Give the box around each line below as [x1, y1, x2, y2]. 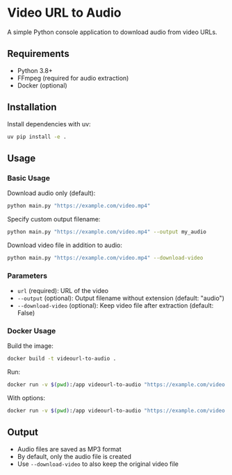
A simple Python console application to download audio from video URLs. [7, 28, 217, 36]
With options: [7, 394, 46, 402]
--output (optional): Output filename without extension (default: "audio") [17, 294, 224, 303]
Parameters [7, 271, 47, 281]
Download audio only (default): [7, 189, 96, 197]
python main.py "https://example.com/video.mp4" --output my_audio [7, 228, 207, 235]
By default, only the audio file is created [17, 452, 132, 460]
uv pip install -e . [7, 133, 67, 140]
